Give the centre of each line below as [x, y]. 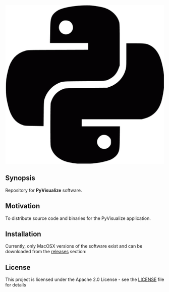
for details [16, 285]
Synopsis [20, 178]
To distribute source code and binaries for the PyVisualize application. [78, 218]
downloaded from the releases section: [46, 252]
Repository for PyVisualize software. [44, 190]
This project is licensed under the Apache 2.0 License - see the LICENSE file [85, 279]
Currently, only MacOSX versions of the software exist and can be [74, 246]
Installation [23, 234]
